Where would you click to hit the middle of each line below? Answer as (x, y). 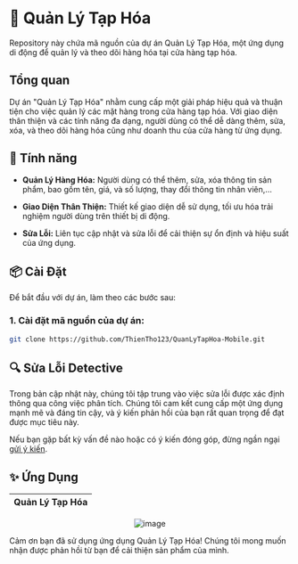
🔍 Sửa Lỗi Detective (66, 368)
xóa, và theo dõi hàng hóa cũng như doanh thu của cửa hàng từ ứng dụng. (146, 130)
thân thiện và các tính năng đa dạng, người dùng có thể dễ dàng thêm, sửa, (147, 120)
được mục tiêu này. (45, 422)
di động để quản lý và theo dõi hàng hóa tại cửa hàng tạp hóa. (124, 52)
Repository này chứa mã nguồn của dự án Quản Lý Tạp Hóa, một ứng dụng (146, 43)
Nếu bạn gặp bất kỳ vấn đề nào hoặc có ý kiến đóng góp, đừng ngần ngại (145, 439)
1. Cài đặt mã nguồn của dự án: (77, 321)
